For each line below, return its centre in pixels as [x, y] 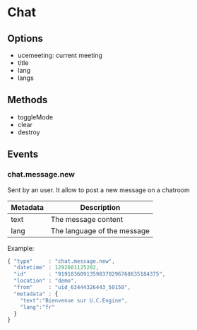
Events [23, 154]
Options [25, 39]
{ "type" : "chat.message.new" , [61, 261]
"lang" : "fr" [37, 307]
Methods [28, 100]
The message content [87, 219]
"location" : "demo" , [46, 281]
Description [100, 207]
